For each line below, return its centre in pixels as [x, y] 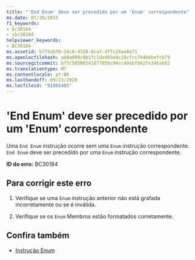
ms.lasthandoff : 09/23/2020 [42, 80]
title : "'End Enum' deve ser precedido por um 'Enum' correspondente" [98, 12]
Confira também [38, 236]
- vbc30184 [20, 35]
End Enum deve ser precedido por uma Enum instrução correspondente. [94, 152]
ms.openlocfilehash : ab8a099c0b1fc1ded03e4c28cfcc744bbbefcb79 [88, 57]
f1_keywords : [23, 23]
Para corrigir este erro [49, 183]
